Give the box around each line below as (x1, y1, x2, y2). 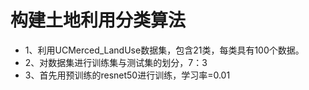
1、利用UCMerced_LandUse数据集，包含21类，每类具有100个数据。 (24, 44, 305, 56)
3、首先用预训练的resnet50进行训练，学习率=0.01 (24, 69, 231, 81)
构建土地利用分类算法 (10, 9, 187, 32)
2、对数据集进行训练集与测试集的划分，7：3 (24, 56, 208, 68)
